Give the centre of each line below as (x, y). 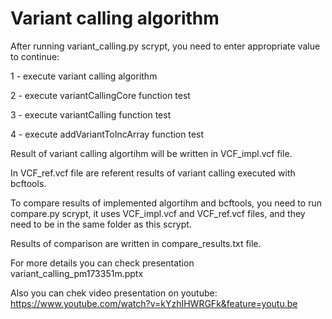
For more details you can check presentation (102, 263)
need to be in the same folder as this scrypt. (101, 224)
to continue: (35, 56)
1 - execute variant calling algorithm (84, 76)
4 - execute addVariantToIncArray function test (107, 134)
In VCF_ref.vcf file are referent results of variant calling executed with (153, 173)
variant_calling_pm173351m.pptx (77, 273)
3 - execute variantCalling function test (91, 114)
